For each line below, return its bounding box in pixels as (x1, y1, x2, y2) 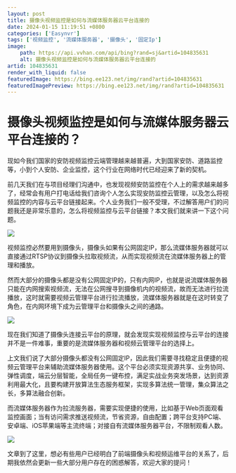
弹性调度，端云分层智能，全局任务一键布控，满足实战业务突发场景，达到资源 (7, 371, 229, 380)
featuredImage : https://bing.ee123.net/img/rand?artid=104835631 (7, 75, 202, 83)
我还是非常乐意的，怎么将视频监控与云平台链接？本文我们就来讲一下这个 (13, 206, 223, 215)
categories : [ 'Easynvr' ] (7, 29, 80, 37)
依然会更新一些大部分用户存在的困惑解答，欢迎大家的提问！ (19, 458, 192, 467)
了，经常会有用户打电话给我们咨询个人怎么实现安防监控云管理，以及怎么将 (7, 189, 223, 197)
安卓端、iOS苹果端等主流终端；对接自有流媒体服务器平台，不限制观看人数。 (7, 422, 227, 430)
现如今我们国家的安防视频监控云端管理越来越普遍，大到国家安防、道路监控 (7, 156, 223, 165)
